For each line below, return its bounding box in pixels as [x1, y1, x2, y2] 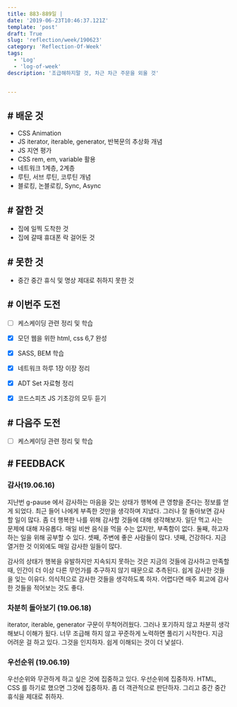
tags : [7, 50, 23, 57]
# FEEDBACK [7, 457, 66, 470]
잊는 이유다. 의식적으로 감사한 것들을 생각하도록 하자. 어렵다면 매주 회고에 [14, 574, 217, 583]
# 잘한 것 [7, 204, 44, 216]
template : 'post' [7, 23, 59, 30]
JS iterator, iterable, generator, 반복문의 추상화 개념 [17, 137, 163, 146]
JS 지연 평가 [17, 146, 52, 155]
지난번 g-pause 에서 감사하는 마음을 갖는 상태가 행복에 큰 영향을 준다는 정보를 [7, 498, 222, 506]
